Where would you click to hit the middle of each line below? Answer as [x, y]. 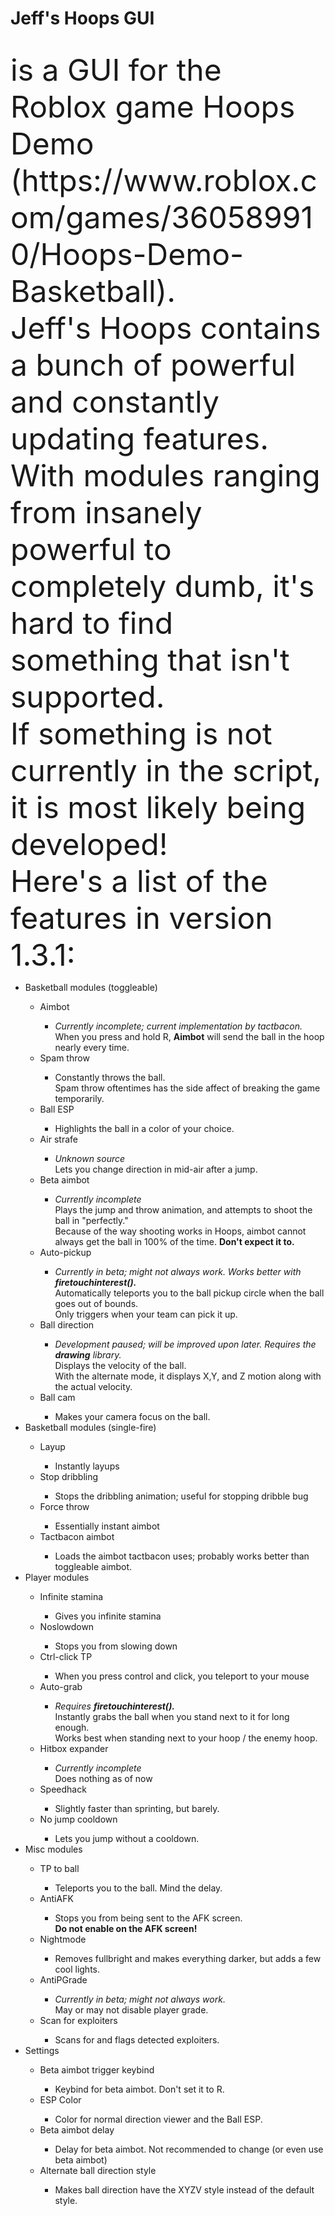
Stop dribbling [69, 1476]
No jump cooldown [78, 1819]
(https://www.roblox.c [164, 180]
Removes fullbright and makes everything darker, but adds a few [188, 1958]
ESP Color [60, 2099]
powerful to [91, 549]
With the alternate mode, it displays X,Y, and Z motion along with [188, 1376]
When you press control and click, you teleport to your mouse [182, 1676]
